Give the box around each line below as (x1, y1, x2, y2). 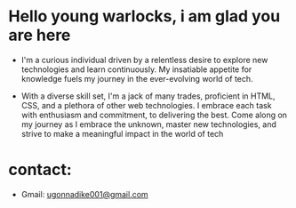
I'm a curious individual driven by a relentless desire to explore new (20, 54, 268, 65)
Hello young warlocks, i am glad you (8, 6, 281, 27)
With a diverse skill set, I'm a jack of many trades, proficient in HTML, (20, 91, 276, 101)
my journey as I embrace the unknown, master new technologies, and (20, 118, 277, 130)
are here (8, 25, 71, 45)
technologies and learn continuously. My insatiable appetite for (20, 64, 252, 75)
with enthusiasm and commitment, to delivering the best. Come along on (20, 109, 288, 120)
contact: (8, 160, 72, 180)
